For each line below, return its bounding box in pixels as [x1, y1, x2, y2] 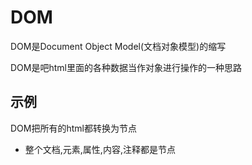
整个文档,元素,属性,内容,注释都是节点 [24, 143, 176, 155]
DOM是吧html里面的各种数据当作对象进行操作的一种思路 [10, 61, 242, 73]
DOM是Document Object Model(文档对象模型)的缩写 [10, 40, 227, 52]
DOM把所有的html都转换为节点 [10, 122, 137, 134]
